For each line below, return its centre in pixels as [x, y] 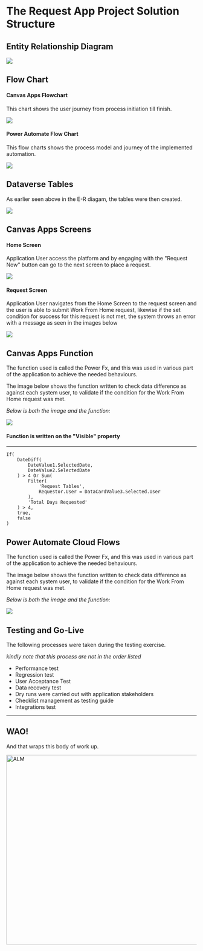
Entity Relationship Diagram [60, 46]
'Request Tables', [62, 487]
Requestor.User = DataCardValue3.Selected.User [100, 492]
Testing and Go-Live [45, 630]
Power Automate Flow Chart [42, 134]
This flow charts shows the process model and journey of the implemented [99, 147]
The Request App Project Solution [93, 11]
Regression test [34, 675]
